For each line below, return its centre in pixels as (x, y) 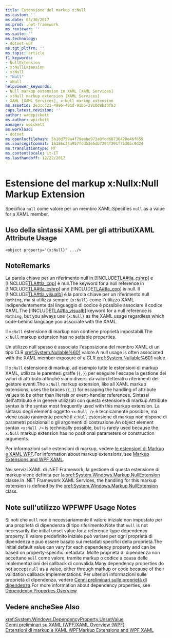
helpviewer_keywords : (28, 86)
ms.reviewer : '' (23, 29)
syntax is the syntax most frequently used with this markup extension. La (83, 406)
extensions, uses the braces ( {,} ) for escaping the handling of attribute (81, 390)
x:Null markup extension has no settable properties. (61, 337)
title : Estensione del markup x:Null (46, 10)
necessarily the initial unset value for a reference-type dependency (77, 531)
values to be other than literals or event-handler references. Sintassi (77, 395)
